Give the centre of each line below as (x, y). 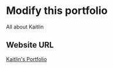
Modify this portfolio (57, 11)
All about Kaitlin (25, 27)
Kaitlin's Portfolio (27, 59)
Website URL (30, 45)
